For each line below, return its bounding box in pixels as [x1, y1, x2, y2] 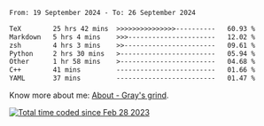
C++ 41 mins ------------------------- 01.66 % [9, 66, 255, 75]
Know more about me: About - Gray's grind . [9, 90, 169, 100]
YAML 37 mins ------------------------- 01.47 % [9, 74, 255, 83]
